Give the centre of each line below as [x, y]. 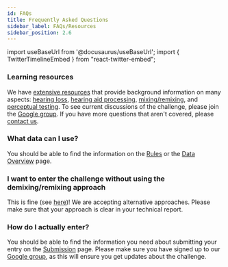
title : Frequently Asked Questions [58, 20]
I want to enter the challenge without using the [86, 179]
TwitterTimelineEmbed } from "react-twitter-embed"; [81, 60]
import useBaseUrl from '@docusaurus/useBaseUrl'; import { [93, 52]
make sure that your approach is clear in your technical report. [95, 209]
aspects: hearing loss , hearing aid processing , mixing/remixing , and [103, 99]
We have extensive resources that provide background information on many [114, 92]
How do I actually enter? [48, 227]
